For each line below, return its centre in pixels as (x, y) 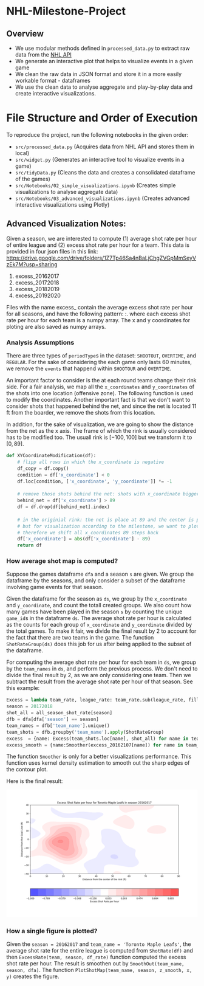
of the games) (32, 179)
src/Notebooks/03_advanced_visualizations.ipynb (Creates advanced (102, 198)
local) (22, 153)
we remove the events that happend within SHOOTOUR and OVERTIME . (89, 368)
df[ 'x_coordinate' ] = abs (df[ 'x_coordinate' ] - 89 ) (84, 539)
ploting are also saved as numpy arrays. (56, 326)
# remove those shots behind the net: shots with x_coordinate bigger (108, 494)
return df (30, 545)
